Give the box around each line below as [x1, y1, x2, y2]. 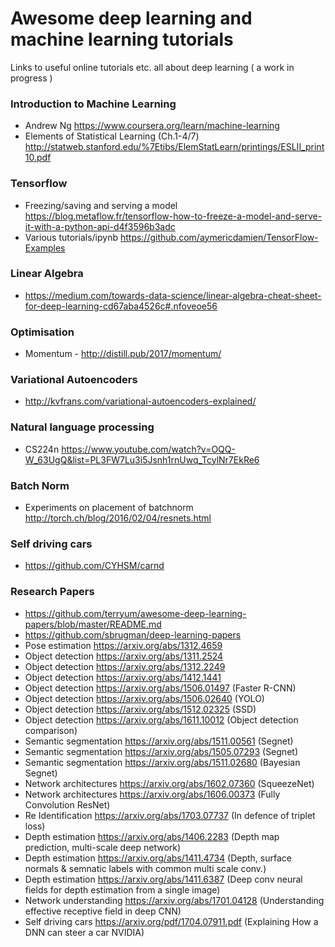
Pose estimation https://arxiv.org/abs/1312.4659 [24, 639, 223, 651]
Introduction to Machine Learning [10, 97, 177, 111]
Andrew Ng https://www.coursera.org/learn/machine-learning [24, 120, 280, 132]
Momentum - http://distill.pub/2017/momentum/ [24, 348, 222, 360]
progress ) [10, 72, 53, 84]
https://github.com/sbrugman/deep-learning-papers [24, 628, 242, 641]
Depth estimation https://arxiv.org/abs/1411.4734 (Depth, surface [24, 852, 292, 864]
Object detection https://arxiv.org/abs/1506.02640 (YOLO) [24, 692, 265, 704]
